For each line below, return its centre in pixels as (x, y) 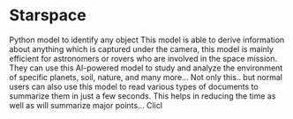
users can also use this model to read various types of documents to (134, 86)
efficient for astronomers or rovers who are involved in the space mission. (143, 58)
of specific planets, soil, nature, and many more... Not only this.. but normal (146, 77)
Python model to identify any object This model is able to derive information (147, 40)
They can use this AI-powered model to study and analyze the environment (146, 68)
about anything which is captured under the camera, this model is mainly (141, 48)
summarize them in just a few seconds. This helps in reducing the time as (143, 96)
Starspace (48, 15)
